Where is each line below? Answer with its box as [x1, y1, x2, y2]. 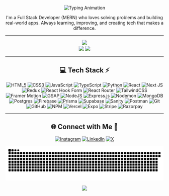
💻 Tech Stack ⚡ [59, 66, 110, 75]
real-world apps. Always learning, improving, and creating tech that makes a [5, 20, 164, 26]
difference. [73, 25, 96, 31]
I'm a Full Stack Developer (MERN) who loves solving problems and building [6, 15, 163, 20]
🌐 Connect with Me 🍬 [50, 123, 119, 131]
